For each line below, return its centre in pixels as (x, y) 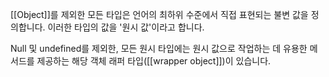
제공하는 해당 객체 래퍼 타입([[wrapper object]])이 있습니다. (154, 61)
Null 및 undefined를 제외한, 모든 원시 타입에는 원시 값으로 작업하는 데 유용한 (159, 48)
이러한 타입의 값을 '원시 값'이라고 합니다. (126, 27)
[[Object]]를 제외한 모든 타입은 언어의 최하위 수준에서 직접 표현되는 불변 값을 (159, 14)
